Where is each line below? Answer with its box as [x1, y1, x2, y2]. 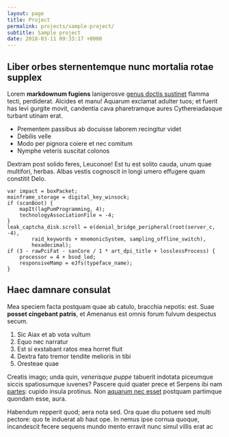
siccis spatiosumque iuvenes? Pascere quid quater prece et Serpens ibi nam [7, 379, 223, 388]
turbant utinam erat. [7, 111, 64, 120]
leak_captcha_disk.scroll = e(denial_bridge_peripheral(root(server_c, [7, 223, 215, 230]
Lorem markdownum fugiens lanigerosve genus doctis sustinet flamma [7, 90, 210, 98]
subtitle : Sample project [7, 29, 81, 36]
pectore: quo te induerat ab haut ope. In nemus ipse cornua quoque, [7, 415, 200, 423]
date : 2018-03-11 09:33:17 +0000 [7, 36, 103, 42]
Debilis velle [16, 132, 51, 140]
